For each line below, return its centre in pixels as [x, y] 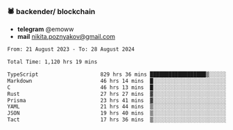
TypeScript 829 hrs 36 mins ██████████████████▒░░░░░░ [118, 75]
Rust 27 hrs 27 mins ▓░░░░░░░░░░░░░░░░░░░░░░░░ [118, 94]
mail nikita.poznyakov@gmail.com [66, 37]
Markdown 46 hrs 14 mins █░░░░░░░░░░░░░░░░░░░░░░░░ [118, 81]
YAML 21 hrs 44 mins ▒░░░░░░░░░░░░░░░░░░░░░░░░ [118, 107]
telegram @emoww [45, 29]
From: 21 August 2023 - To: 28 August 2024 [71, 49]
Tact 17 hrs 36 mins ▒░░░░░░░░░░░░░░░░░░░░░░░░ [118, 120]
